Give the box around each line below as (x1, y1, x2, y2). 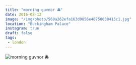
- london (7, 40, 26, 45)
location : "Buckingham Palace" (5, 21, 71, 26)
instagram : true (5, 26, 39, 31)
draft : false (5, 30, 33, 35)
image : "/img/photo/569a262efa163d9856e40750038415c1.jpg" (5, 16, 132, 21)
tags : (5, 35, 17, 40)
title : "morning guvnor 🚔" (5, 7, 63, 12)
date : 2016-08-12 (5, 12, 42, 17)
